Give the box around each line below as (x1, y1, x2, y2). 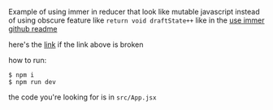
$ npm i (8, 71, 35, 79)
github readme (8, 24, 58, 33)
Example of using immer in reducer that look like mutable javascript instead (8, 7, 260, 16)
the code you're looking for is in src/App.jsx (8, 92, 157, 102)
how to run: (8, 56, 47, 65)
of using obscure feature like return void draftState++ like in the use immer (8, 15, 266, 25)
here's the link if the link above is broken (8, 40, 144, 49)
